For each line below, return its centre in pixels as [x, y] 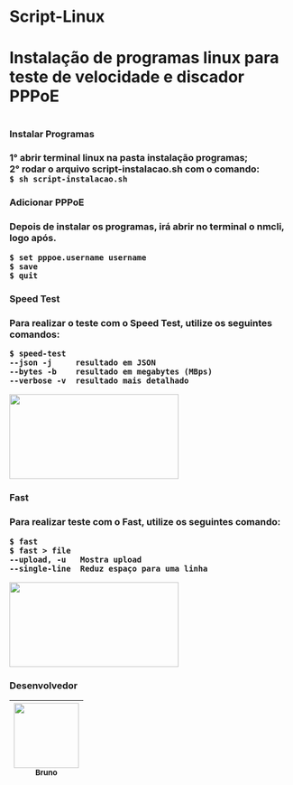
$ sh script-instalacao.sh [69, 179]
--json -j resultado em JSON [82, 362]
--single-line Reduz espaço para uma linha [109, 568]
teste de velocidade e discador [127, 77]
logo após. [33, 238]
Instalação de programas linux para [144, 58]
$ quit [24, 276]
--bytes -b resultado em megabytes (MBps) [111, 371]
